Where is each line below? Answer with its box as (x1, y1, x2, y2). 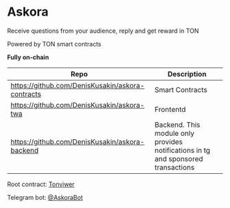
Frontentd (154, 104, 186, 114)
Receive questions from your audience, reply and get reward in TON (7, 27, 199, 35)
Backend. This (154, 120, 201, 130)
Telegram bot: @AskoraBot (7, 193, 84, 201)
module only (154, 128, 195, 138)
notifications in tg (154, 145, 211, 155)
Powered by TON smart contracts (7, 40, 101, 48)
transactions (154, 162, 195, 172)
